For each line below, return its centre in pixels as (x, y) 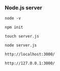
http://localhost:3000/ (30, 55)
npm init (14, 27)
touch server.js (22, 37)
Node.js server (24, 8)
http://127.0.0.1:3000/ (30, 63)
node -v (13, 19)
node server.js (21, 45)
